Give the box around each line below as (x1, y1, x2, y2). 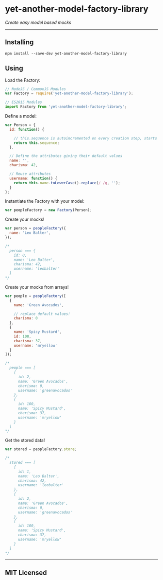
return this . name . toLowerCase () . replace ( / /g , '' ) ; (14, 180, 120, 185)
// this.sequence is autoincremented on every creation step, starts (14, 136, 158, 141)
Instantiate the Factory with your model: (5, 198, 85, 204)
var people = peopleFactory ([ (5, 293, 66, 299)
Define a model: (5, 113, 37, 119)
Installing (5, 38, 34, 47)
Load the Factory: (5, 77, 40, 83)
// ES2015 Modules (5, 100, 42, 105)
